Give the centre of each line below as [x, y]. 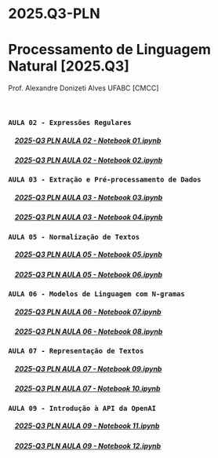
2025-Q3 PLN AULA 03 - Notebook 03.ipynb [89, 197]
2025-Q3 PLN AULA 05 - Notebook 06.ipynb [89, 274]
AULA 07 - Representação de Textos [76, 351]
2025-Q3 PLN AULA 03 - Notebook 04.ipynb [89, 218]
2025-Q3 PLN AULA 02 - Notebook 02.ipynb [89, 160]
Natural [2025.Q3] [69, 66]
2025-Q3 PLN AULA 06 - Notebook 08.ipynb [89, 332]
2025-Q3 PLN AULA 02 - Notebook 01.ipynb [88, 140]
